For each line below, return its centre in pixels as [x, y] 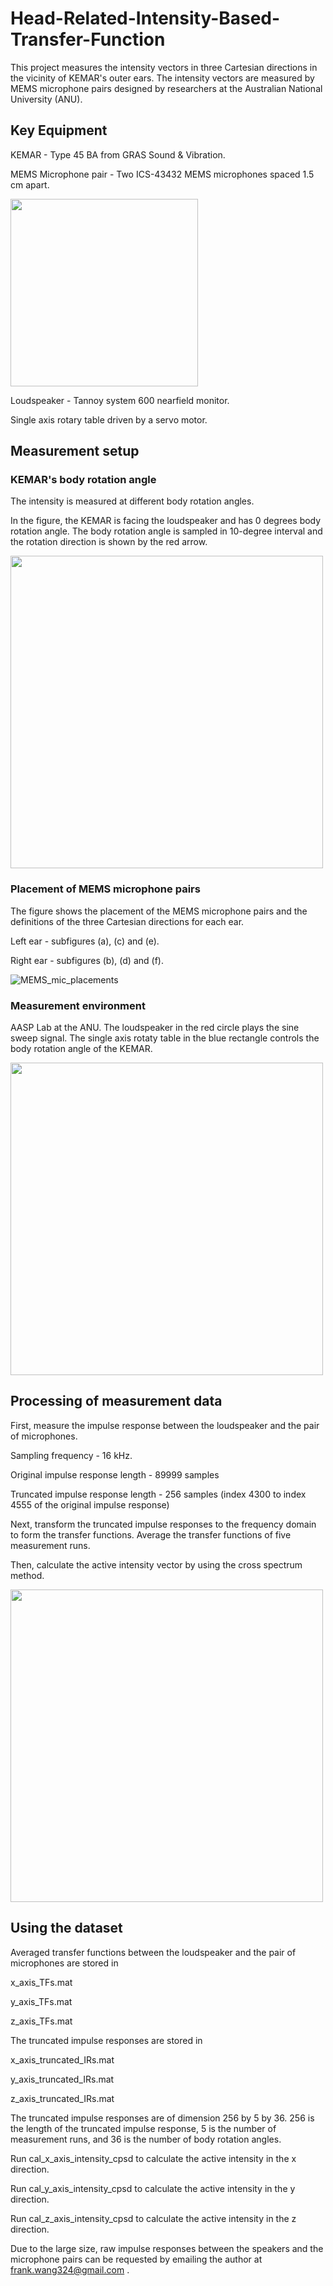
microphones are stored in [64, 1963]
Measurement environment [78, 1005]
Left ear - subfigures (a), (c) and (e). [85, 941]
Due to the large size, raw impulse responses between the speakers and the [167, 2248]
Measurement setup [75, 451]
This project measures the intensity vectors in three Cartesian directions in [164, 67]
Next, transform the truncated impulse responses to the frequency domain [163, 1524]
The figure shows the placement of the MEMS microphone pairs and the [159, 911]
